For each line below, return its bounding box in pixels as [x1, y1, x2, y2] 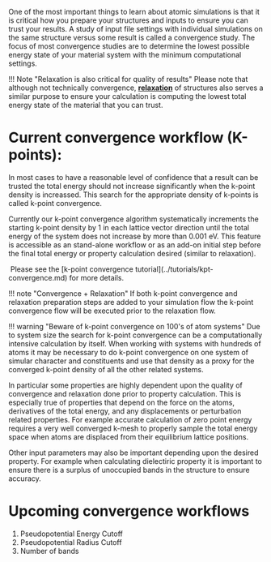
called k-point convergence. [8, 198, 103, 208]
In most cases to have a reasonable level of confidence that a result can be [8, 172, 259, 182]
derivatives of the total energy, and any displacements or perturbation [8, 405, 242, 416]
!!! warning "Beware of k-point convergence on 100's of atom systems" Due [8, 321, 260, 331]
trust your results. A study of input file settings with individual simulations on [8, 24, 263, 33]
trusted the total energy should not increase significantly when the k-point [8, 181, 256, 191]
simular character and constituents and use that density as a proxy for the [8, 356, 255, 366]
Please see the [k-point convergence [10, 264, 133, 274]
